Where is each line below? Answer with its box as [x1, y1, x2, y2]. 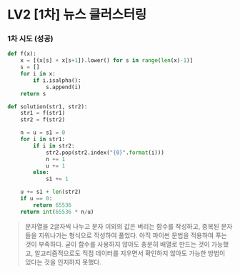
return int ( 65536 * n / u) [20, 208, 94, 215]
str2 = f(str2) [20, 116, 66, 123]
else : [33, 169, 50, 176]
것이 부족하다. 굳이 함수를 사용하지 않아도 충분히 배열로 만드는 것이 [24, 239, 210, 248]
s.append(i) [45, 83, 81, 91]
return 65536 [33, 201, 72, 209]
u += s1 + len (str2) [20, 188, 81, 196]
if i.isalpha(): [33, 76, 81, 84]
